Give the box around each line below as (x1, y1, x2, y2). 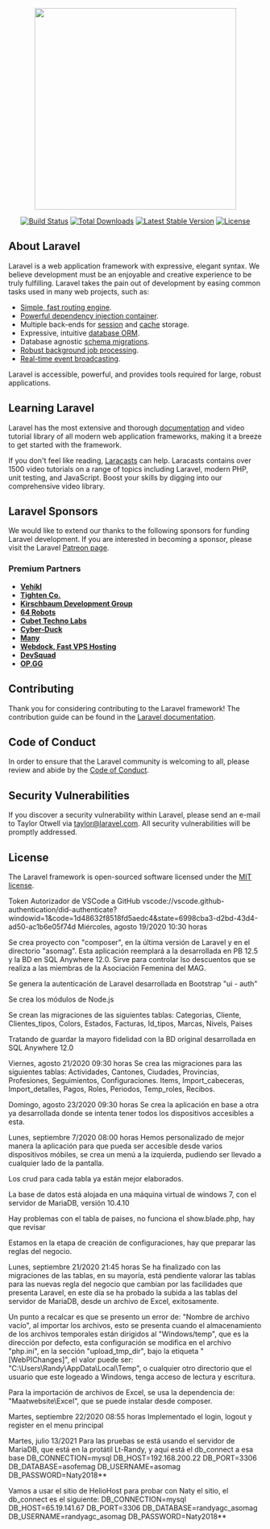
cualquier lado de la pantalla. (8, 1158, 105, 1168)
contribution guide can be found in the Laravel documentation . (8, 712, 216, 722)
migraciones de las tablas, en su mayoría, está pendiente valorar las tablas (8, 1270, 256, 1280)
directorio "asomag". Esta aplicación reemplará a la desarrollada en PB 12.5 (8, 946, 259, 956)
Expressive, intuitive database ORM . (19, 327, 140, 338)
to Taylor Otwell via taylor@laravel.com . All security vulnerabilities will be (8, 819, 251, 828)
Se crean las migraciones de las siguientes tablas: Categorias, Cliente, (8, 1010, 242, 1019)
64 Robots (19, 607, 56, 617)
